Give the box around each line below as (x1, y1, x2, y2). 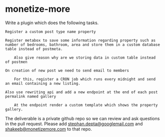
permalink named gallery (5, 94, 56, 99)
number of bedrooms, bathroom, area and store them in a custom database (5, 42, 161, 47)
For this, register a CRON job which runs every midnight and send (14, 76, 156, 82)
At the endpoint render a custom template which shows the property (14, 103, 158, 107)
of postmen (5, 59, 28, 65)
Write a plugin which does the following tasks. (5, 20, 99, 26)
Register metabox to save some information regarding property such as (5, 38, 156, 43)
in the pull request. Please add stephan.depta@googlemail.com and (5, 121, 143, 127)
